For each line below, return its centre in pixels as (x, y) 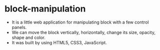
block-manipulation (45, 9)
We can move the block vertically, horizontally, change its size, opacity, (83, 32)
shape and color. (29, 37)
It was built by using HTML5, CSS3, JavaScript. (59, 42)
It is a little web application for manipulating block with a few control (80, 22)
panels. (19, 27)
